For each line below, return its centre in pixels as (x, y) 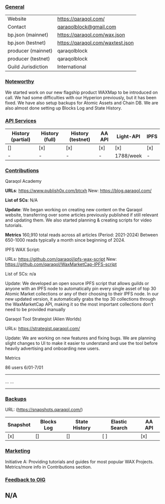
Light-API (128, 136)
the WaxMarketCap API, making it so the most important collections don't (79, 304)
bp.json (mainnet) (28, 35)
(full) (50, 140)
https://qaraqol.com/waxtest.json (96, 43)
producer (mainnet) (30, 51)
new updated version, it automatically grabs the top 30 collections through (81, 299)
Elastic (119, 422)
